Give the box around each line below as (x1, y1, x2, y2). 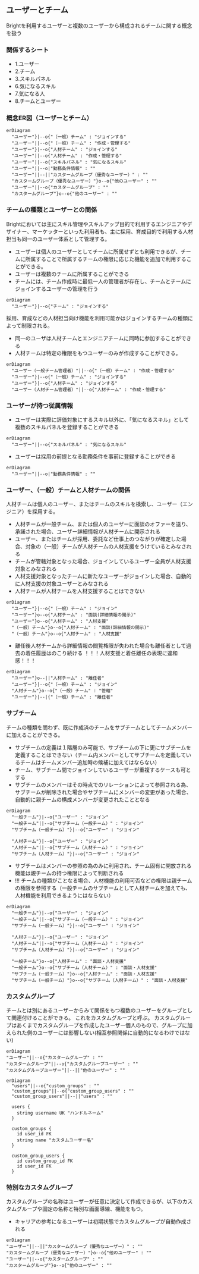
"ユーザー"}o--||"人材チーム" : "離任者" (11, 675, 105, 682)
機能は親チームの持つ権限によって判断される (14, 870, 124, 877)
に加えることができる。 (6, 731, 64, 738)
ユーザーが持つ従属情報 (6, 401, 73, 410)
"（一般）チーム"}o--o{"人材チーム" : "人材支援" (11, 631, 122, 637)
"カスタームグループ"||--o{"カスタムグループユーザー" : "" (6, 1060, 138, 1067)
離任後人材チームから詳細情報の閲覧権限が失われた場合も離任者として (14, 642, 187, 649)
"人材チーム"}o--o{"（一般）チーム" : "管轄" (11, 688, 113, 694)
